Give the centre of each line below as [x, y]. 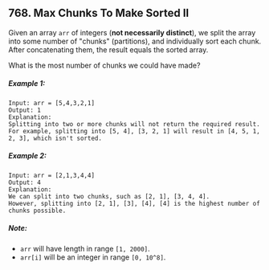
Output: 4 [25, 182]
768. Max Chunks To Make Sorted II [99, 13]
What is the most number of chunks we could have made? [104, 65]
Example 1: [27, 84]
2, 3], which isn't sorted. [55, 138]
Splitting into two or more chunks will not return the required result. [134, 124]
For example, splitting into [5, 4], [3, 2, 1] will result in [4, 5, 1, [134, 131]
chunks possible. [37, 211]
